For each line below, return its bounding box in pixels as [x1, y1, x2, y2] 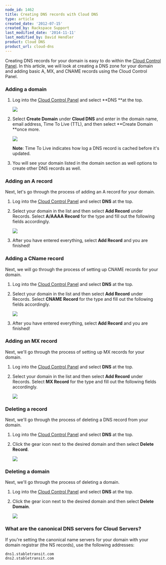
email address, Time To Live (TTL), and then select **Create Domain [12, 121, 153, 127]
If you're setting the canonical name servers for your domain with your [5, 536, 149, 542]
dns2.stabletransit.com [5, 556, 54, 561]
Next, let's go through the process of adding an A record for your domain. [5, 189, 155, 195]
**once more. [12, 126, 41, 132]
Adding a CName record [5, 255, 64, 262]
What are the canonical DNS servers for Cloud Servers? [5, 525, 142, 532]
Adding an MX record [5, 337, 58, 344]
